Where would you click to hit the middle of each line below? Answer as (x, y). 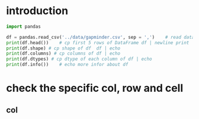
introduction (37, 11)
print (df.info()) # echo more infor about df (67, 65)
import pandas (24, 27)
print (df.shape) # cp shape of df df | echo (63, 48)
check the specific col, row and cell (95, 88)
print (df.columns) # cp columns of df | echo (63, 54)
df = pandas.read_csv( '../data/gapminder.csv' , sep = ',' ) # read (94, 37)
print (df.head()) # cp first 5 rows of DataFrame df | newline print (98, 42)
